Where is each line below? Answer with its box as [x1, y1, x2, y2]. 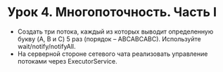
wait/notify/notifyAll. [17, 42, 76, 50]
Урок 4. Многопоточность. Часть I [7, 4, 217, 20]
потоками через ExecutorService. [17, 57, 117, 65]
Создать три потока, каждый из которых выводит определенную [17, 27, 214, 36]
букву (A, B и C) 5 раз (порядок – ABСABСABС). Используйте [17, 34, 202, 43]
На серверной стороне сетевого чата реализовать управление [17, 50, 208, 58]
